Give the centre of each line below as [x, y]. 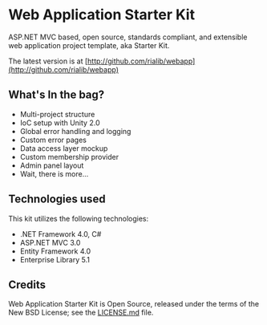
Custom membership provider [69, 156]
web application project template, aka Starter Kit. [89, 45]
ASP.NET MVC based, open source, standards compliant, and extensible [128, 37]
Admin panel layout [52, 165]
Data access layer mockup [64, 148]
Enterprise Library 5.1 [55, 259]
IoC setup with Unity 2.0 [60, 123]
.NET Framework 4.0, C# [61, 234]
